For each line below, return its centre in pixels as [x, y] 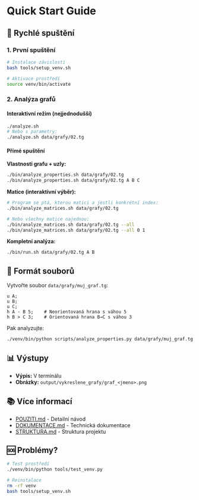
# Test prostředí [28, 464]
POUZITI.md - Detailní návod [50, 419]
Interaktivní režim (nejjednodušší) [50, 113]
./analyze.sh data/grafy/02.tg [45, 137]
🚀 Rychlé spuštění [41, 33]
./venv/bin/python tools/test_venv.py [55, 470]
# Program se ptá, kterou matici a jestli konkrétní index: [83, 203]
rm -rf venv [21, 486]
